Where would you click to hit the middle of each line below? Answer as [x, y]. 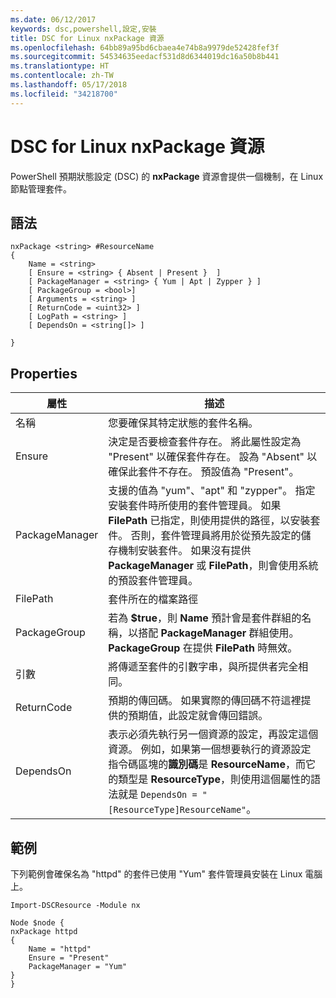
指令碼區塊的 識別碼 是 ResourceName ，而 [207, 764]
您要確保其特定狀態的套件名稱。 [183, 423]
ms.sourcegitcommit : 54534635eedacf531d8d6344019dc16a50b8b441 [145, 57]
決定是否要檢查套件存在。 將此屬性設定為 [205, 442]
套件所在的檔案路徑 [153, 599]
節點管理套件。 [41, 188]
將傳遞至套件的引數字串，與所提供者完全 [203, 667]
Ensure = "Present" [69, 958]
